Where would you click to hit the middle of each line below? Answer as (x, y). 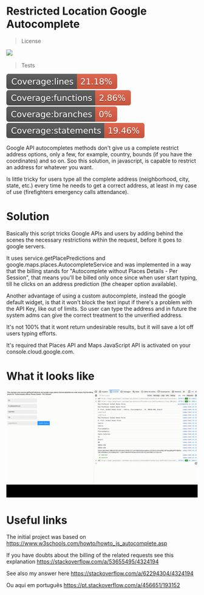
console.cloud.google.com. (40, 352)
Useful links (37, 520)
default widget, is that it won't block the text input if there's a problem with (99, 302)
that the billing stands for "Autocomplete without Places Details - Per (92, 271)
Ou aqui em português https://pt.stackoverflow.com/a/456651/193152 (93, 585)
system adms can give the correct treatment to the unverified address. (95, 315)
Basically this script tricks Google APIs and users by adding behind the (95, 233)
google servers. (26, 246)
